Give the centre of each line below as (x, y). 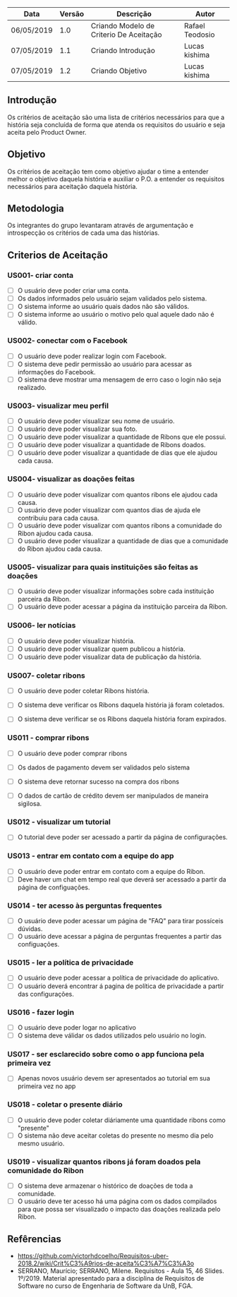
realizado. (32, 387)
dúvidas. (30, 929)
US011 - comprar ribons (48, 738)
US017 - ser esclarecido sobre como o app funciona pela (106, 1054)
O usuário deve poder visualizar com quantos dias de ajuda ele (109, 510)
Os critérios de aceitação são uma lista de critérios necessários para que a (116, 117)
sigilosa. (30, 803)
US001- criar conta (41, 275)
